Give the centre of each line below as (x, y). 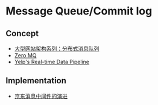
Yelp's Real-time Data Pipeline (52, 62)
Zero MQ (25, 55)
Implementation (36, 81)
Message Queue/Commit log (79, 11)
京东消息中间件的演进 (41, 96)
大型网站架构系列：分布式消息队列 (57, 49)
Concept (22, 33)
